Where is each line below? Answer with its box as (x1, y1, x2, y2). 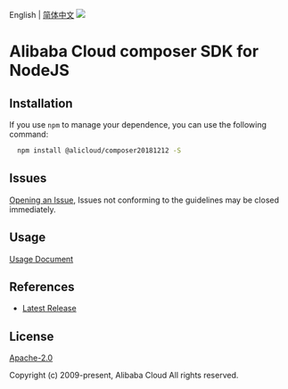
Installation (9, 95, 73, 111)
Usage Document (9, 253, 74, 264)
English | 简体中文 (9, 10, 75, 20)
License (9, 328, 54, 343)
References (9, 279, 75, 294)
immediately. (9, 203, 56, 214)
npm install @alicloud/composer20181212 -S (17, 146, 181, 155)
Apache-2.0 (9, 352, 53, 363)
